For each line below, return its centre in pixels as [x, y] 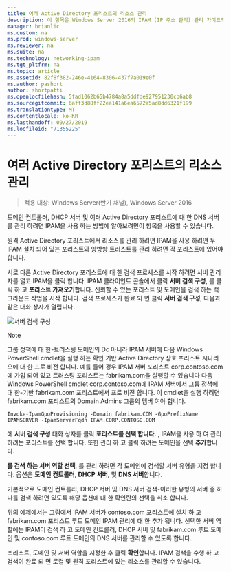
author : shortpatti [35, 90]
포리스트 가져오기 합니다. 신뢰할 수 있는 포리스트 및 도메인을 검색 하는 [120, 289]
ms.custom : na [27, 33]
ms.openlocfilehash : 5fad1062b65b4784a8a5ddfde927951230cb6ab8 [100, 97]
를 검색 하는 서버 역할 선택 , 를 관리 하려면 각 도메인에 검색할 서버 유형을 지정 [108, 466]
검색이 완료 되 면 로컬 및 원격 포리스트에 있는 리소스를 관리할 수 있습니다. [104, 562]
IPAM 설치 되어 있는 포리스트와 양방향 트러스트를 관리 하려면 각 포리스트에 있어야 [115, 249]
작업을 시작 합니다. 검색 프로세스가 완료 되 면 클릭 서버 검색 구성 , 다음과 [125, 298]
